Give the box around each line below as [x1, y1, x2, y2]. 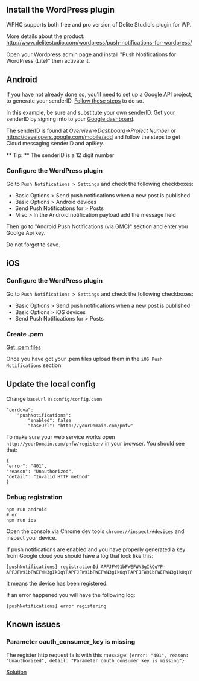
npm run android [6, 507, 47, 513]
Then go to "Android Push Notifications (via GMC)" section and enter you [6, 223, 188, 230]
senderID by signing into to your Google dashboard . [6, 115, 135, 123]
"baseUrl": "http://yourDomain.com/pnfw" [28, 423, 134, 429]
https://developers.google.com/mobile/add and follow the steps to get [6, 133, 181, 141]
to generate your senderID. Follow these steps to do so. [6, 97, 144, 104]
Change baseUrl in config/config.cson [6, 395, 103, 402]
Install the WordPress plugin [6, 5, 115, 15]
